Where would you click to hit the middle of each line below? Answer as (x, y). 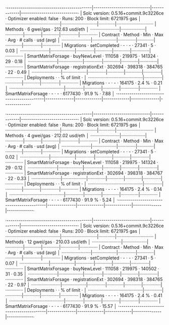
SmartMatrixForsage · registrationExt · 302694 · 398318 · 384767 (95, 173)
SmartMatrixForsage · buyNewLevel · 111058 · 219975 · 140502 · (93, 268)
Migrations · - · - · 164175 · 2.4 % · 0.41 (122, 295)
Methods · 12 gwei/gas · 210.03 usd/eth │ (48, 242)
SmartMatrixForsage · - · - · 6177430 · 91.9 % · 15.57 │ (61, 306)
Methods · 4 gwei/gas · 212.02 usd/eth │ (47, 136)
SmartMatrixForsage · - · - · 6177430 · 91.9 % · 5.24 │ (61, 200)
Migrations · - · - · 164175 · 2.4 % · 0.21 (122, 83)
